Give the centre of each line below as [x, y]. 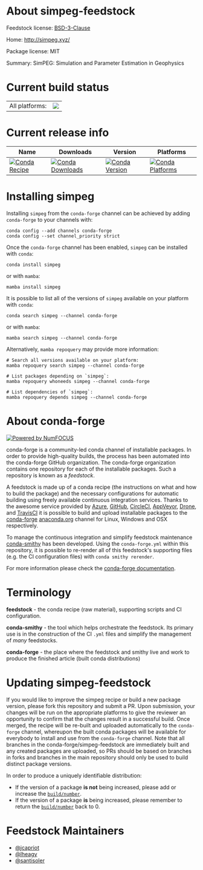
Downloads [75, 152]
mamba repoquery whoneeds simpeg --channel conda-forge [78, 381]
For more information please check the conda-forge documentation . [91, 568]
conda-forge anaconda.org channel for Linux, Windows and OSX [87, 519]
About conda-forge [56, 421]
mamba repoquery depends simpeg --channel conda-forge [77, 397]
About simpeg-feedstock [71, 11]
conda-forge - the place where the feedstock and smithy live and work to [98, 652]
